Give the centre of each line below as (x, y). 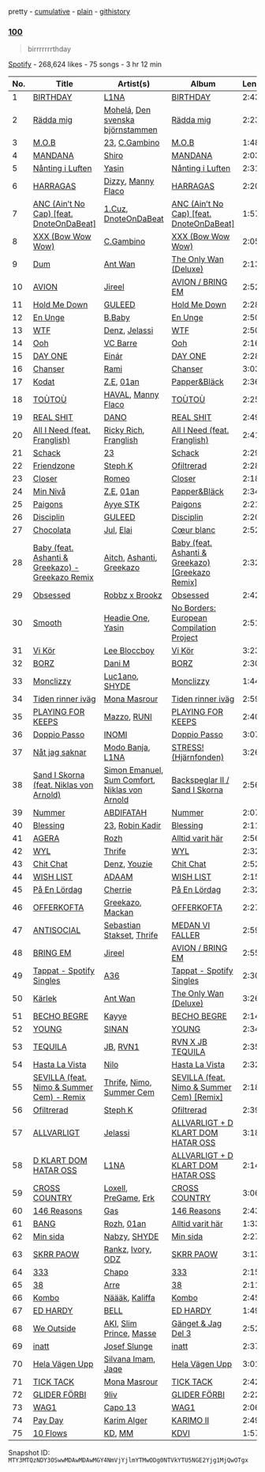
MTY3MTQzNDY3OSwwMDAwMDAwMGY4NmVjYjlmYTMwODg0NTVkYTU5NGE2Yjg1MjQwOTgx (128, 1461)
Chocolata (52, 530)
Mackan (119, 912)
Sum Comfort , (130, 780)
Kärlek (45, 998)
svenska (119, 120)
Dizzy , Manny (129, 181)
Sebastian (122, 926)
